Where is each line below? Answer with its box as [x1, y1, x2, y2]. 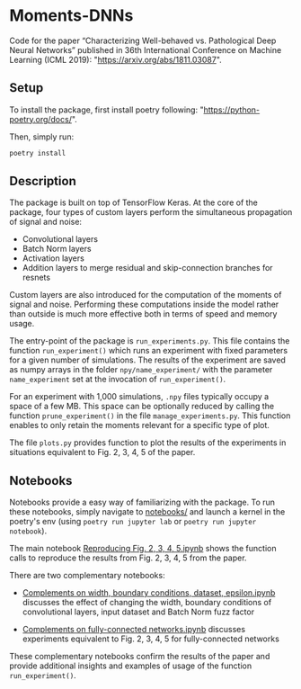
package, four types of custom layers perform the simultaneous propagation [9, 207, 293, 218]
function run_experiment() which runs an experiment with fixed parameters [9, 345, 288, 356]
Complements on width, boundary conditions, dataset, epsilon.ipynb [22, 587, 276, 598]
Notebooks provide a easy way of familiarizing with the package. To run [9, 497, 276, 508]
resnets [22, 272, 51, 283]
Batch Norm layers [22, 244, 92, 255]
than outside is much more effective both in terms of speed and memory [9, 309, 278, 319]
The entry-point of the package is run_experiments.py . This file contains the [9, 336, 290, 346]
